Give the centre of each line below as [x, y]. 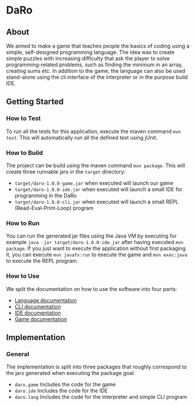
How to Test [23, 119]
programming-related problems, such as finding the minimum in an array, [95, 65]
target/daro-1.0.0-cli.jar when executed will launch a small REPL [97, 202]
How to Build [24, 153]
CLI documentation [38, 306]
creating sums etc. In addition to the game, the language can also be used [96, 71]
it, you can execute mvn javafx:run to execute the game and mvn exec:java [97, 255]
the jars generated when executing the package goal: [70, 373]
